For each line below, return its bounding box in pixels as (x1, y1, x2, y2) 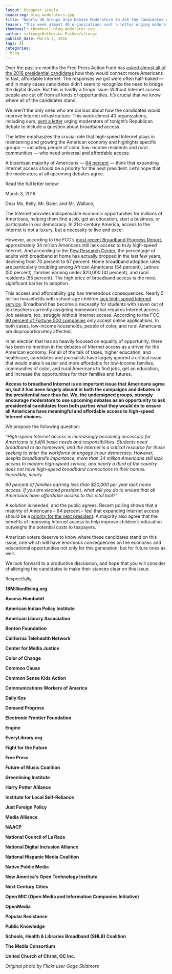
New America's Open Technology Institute (5, 874, 98, 880)
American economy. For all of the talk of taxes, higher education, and (5, 349, 151, 355)
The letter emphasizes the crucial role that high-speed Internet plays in (5, 133, 155, 139)
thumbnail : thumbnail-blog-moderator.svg (5, 27, 95, 32)
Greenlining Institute (5, 774, 50, 780)
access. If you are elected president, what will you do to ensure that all (5, 486, 155, 493)
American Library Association (5, 615, 71, 621)
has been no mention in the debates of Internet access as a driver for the (5, 343, 160, 350)
